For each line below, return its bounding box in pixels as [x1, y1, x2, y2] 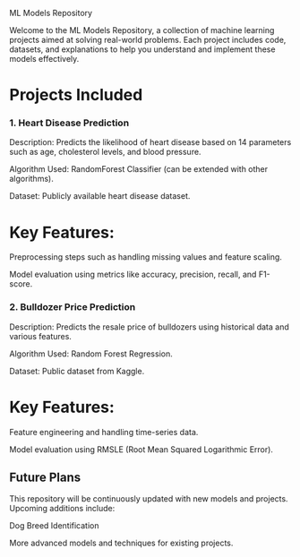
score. [9, 278, 33, 289]
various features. [9, 330, 72, 341]
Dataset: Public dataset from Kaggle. [9, 365, 145, 376]
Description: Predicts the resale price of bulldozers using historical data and [9, 321, 289, 332]
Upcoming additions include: [9, 503, 116, 514]
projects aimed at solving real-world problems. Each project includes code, [9, 35, 287, 45]
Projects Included [9, 85, 143, 106]
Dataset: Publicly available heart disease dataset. [9, 191, 191, 201]
